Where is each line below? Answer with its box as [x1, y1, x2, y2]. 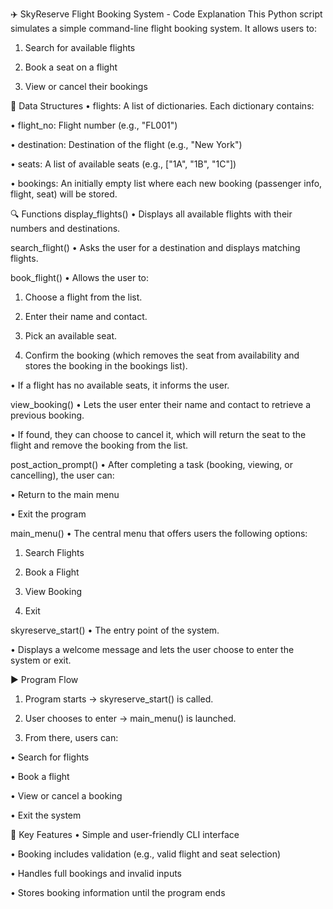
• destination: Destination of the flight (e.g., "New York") [10, 139, 243, 150]
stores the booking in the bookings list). [24, 360, 188, 372]
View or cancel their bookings [24, 81, 148, 92]
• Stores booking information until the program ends [10, 887, 226, 898]
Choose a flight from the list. [24, 291, 143, 303]
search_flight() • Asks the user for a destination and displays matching [10, 242, 301, 253]
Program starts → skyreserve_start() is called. [24, 693, 214, 705]
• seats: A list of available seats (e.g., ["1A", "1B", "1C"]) [10, 158, 237, 170]
